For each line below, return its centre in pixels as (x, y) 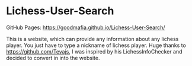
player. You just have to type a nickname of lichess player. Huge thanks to (96, 45)
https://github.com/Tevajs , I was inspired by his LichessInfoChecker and (94, 51)
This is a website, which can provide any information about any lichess (92, 39)
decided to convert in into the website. (53, 58)
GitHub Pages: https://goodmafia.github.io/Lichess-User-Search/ (86, 27)
